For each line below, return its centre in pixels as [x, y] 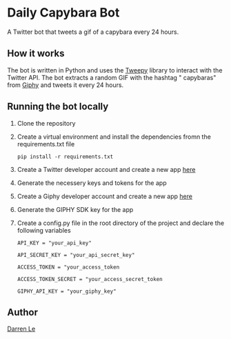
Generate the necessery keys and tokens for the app [92, 183]
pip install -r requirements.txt [65, 157]
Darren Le [21, 329]
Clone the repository [46, 123]
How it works [36, 54]
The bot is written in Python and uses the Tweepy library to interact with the [115, 70]
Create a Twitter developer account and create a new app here [106, 169]
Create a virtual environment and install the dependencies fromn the [114, 137]
